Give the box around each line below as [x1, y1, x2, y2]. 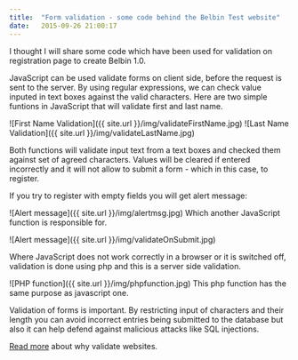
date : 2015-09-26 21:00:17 [9, 21, 117, 30]
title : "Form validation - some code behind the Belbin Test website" [9, 12, 280, 22]
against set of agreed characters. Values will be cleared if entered [9, 154, 251, 164]
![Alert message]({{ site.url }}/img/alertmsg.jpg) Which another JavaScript [9, 207, 280, 218]
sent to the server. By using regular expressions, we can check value [9, 82, 262, 92]
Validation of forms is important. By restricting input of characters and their [9, 304, 285, 316]
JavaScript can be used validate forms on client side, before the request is [9, 72, 282, 83]
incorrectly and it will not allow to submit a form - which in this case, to [9, 164, 269, 174]
